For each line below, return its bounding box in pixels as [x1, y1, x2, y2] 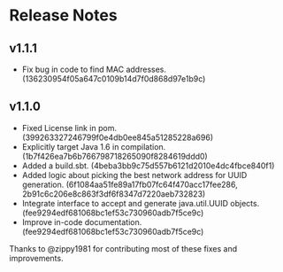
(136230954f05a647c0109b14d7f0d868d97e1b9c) [21, 74, 206, 84]
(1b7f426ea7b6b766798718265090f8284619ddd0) [21, 151, 208, 161]
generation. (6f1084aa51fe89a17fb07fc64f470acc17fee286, [21, 179, 239, 190]
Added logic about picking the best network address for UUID [21, 169, 248, 180]
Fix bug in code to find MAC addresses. [21, 64, 166, 74]
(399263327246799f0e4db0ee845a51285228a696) [21, 132, 214, 143]
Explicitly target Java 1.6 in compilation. [21, 141, 166, 152]
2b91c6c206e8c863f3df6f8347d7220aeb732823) [21, 188, 206, 199]
